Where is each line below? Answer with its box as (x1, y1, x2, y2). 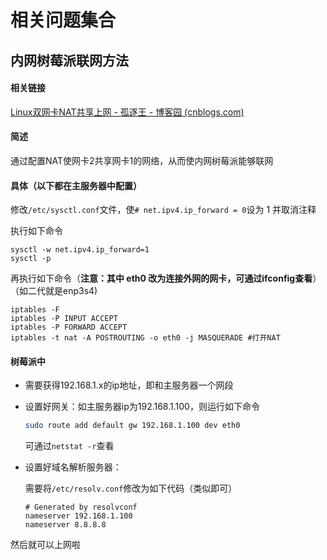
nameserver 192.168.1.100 (24, 511, 133, 521)
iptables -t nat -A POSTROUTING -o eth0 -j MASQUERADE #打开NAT (10, 333, 281, 343)
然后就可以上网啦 (10, 539, 81, 551)
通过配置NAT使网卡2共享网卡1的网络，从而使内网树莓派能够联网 (10, 154, 274, 166)
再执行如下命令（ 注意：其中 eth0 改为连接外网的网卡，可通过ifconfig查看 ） (10, 272, 322, 285)
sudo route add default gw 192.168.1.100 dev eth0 (24, 421, 241, 431)
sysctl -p (10, 254, 52, 264)
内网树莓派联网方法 (10, 52, 129, 69)
